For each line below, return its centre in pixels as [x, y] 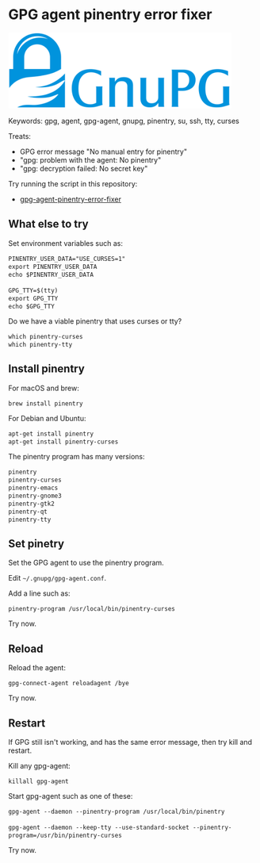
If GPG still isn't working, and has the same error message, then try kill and [130, 742]
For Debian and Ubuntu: [47, 418]
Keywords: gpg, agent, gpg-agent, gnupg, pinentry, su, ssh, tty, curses [124, 121]
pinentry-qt [28, 512]
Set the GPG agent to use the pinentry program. [86, 563]
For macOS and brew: [44, 388]
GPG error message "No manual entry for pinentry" [103, 152]
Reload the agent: [37, 668]
